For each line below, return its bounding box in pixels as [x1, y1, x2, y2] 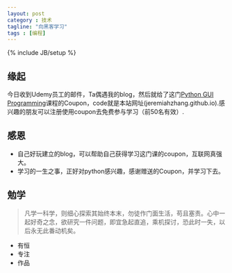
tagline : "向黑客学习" [7, 23, 68, 30]
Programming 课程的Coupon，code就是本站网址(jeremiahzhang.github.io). [7, 99, 219, 108]
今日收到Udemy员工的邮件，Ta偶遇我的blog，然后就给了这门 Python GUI [7, 90, 214, 99]
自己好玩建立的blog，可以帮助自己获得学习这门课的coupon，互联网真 [17, 149, 217, 158]
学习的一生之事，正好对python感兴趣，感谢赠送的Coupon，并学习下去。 [17, 167, 224, 175]
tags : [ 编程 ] [7, 29, 47, 37]
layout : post [7, 10, 45, 17]
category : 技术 [7, 17, 52, 24]
